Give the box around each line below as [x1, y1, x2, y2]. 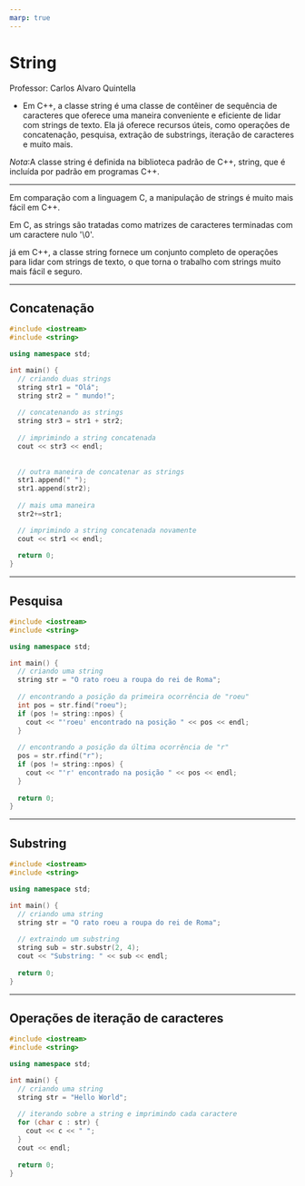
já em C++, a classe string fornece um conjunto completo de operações [9, 246, 279, 257]
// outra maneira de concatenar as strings [17, 467, 184, 477]
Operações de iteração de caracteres [9, 1010, 224, 1026]
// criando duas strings [17, 374, 112, 383]
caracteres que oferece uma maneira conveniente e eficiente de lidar [22, 110, 281, 121]
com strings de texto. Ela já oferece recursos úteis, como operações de [22, 119, 290, 130]
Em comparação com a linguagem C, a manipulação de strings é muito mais [9, 192, 293, 203]
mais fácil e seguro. [9, 265, 84, 277]
